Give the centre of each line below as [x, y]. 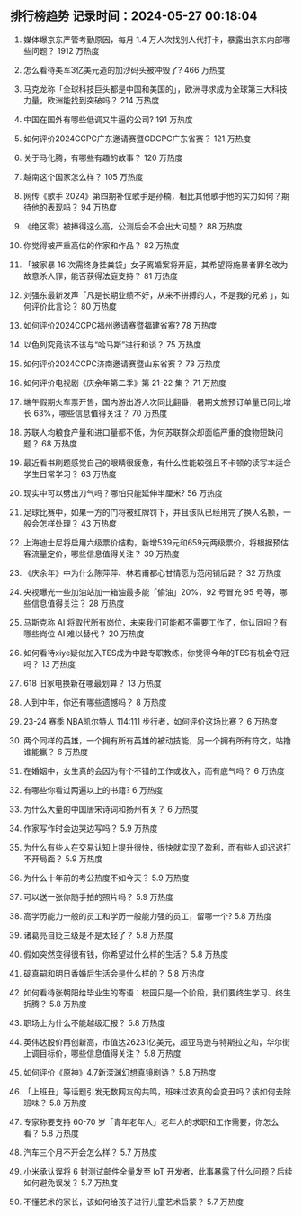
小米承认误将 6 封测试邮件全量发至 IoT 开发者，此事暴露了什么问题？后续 [158, 1171]
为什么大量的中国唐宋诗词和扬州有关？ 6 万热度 [111, 809]
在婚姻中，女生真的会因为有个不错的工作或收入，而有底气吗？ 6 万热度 [154, 770]
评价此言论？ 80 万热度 [74, 306]
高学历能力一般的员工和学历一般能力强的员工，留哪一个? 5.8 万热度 [147, 915]
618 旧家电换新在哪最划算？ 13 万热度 [92, 683]
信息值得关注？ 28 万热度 [78, 603]
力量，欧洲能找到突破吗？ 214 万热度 [91, 100]
